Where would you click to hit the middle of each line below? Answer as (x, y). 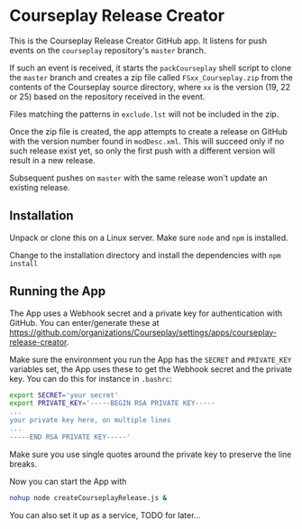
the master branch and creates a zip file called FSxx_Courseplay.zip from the (151, 77)
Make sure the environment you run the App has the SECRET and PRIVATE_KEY (151, 359)
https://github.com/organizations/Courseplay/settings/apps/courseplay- (143, 332)
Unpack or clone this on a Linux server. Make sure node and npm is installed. (149, 237)
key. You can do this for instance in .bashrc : (91, 378)
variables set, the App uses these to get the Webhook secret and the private (151, 369)
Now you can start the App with (68, 481)
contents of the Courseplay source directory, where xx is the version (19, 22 (150, 87)
